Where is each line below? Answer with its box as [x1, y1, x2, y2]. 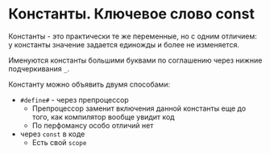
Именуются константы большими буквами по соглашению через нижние [8, 55, 263, 65]
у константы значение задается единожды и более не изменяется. [8, 39, 239, 49]
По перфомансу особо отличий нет [31, 120, 154, 130]
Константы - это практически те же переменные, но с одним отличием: [8, 31, 258, 41]
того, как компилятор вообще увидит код [31, 111, 175, 121]
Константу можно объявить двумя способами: [8, 79, 171, 89]
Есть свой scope [31, 137, 87, 147]
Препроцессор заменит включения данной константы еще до [31, 103, 247, 113]
